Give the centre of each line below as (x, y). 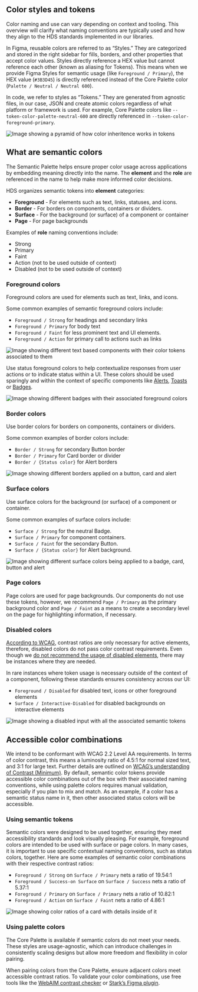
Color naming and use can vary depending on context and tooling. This (92, 24)
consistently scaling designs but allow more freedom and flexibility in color (97, 952)
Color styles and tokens (51, 10)
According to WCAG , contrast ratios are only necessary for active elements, (98, 643)
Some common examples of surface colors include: (69, 519)
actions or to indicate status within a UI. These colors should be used (90, 374)
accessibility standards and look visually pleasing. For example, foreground (98, 838)
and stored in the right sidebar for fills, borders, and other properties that (95, 54)
